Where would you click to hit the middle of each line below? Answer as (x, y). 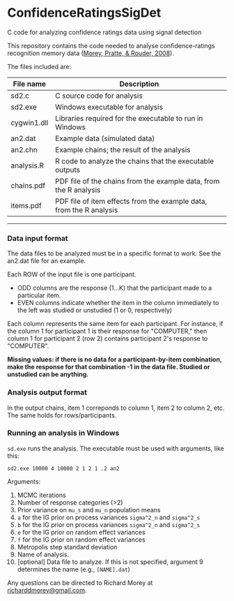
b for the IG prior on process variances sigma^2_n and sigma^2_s (109, 524)
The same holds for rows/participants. (62, 415)
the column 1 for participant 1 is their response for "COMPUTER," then (107, 331)
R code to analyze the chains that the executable (134, 161)
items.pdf (26, 205)
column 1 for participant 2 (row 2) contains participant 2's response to (108, 339)
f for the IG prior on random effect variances (81, 540)
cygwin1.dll (30, 122)
